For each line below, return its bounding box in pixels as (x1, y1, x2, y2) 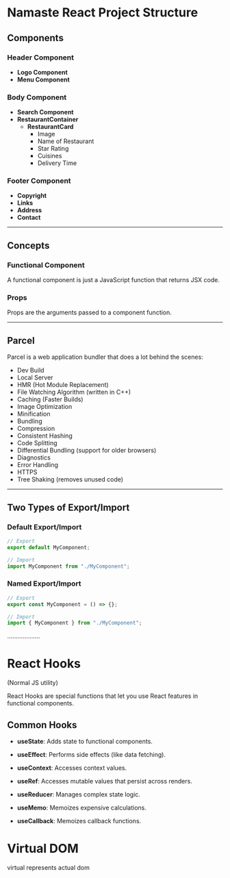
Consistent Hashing (16, 431, 73, 440)
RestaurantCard (27, 123, 74, 131)
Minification (16, 410, 51, 418)
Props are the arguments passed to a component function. (7, 308, 172, 316)
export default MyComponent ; (7, 544, 90, 551)
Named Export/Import (7, 579, 81, 588)
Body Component (7, 92, 67, 102)
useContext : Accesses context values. (16, 764, 127, 772)
